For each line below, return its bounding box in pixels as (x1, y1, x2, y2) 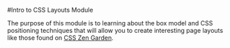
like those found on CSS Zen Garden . (7, 34, 114, 42)
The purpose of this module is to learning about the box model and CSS (7, 19, 213, 27)
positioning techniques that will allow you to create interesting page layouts (7, 27, 224, 34)
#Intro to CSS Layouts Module (7, 6, 93, 14)
